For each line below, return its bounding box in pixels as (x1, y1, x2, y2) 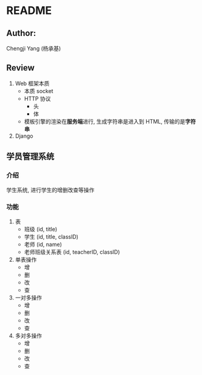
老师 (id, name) (24, 240, 62, 248)
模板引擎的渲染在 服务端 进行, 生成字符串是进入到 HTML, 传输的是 (24, 117, 186, 125)
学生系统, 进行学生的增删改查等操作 (6, 186, 95, 194)
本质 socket (24, 87, 53, 94)
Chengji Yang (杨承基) (6, 45, 61, 52)
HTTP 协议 (24, 95, 51, 102)
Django (15, 132, 33, 139)
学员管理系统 (6, 152, 55, 162)
